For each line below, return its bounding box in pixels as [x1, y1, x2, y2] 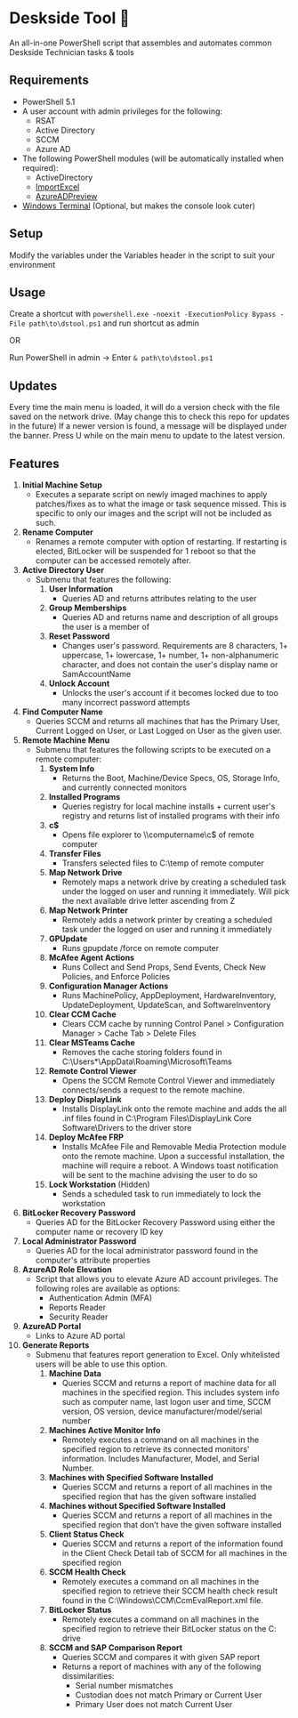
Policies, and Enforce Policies [61, 972, 171, 981]
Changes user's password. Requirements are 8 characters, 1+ [61, 641, 288, 650]
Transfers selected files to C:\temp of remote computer [61, 858, 264, 868]
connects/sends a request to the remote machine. [61, 1085, 246, 1095]
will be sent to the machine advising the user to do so [61, 1170, 258, 1180]
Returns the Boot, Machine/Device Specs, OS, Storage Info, [61, 773, 280, 783]
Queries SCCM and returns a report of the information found [61, 1538, 284, 1549]
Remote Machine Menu [21, 735, 110, 746]
